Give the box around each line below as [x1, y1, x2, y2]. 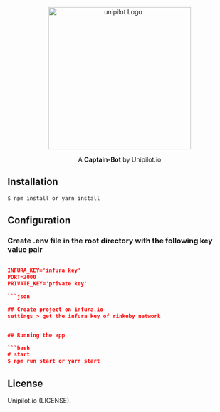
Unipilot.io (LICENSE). [7, 396, 71, 405]
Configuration [7, 214, 71, 227]
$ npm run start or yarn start [7, 358, 100, 365]
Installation [7, 176, 58, 188]
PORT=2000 [7, 274, 37, 281]
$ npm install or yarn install [7, 194, 100, 202]
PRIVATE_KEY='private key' [7, 280, 88, 287]
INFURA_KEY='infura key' [7, 267, 81, 274]
